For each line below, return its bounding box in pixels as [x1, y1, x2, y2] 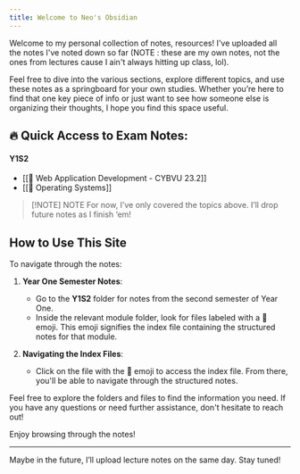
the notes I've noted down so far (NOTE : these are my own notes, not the [9, 46, 280, 58]
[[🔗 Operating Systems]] [21, 182, 112, 193]
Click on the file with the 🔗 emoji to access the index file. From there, [35, 366, 288, 377]
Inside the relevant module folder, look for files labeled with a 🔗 [35, 312, 268, 323]
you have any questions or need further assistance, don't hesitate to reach [9, 403, 284, 413]
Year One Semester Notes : [21, 276, 123, 287]
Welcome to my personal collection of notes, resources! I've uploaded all [9, 37, 278, 48]
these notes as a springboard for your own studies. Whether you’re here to [9, 83, 284, 94]
